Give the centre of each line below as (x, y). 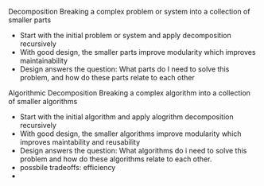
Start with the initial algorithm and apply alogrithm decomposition (126, 117)
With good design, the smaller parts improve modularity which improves (138, 52)
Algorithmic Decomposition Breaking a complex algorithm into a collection (129, 93)
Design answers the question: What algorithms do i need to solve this (133, 151)
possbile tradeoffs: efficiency (68, 167)
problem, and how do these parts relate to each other (107, 77)
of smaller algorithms (43, 101)
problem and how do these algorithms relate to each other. (116, 159)
